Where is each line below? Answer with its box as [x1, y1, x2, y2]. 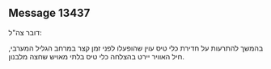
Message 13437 [8, 6, 91, 20]
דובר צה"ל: [8, 27, 42, 37]
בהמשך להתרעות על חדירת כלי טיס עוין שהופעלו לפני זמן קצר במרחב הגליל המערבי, [8, 43, 264, 53]
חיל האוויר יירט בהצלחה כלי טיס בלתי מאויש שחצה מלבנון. [8, 51, 184, 61]
